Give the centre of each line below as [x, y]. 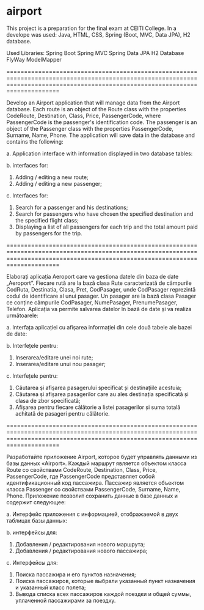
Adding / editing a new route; [52, 177]
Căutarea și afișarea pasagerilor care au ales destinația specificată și [102, 394]
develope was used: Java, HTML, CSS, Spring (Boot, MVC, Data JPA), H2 [98, 34]
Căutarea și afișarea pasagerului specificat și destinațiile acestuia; [98, 388]
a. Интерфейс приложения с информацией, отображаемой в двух [92, 514]
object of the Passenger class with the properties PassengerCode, [90, 128]
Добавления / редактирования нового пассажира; [81, 551]
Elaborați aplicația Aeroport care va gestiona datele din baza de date [93, 276]
